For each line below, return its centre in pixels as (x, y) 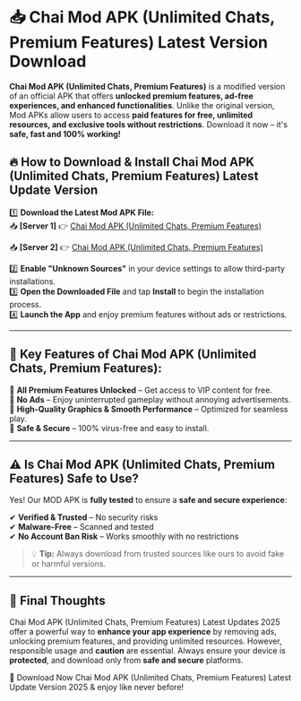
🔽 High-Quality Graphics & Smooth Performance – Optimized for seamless (149, 409)
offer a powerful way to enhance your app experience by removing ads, (143, 632)
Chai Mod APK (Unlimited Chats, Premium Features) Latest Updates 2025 (145, 622)
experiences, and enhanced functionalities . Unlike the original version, (142, 105)
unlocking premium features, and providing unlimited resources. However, (146, 641)
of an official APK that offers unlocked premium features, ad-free (131, 96)
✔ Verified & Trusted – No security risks (84, 517)
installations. (33, 281)
